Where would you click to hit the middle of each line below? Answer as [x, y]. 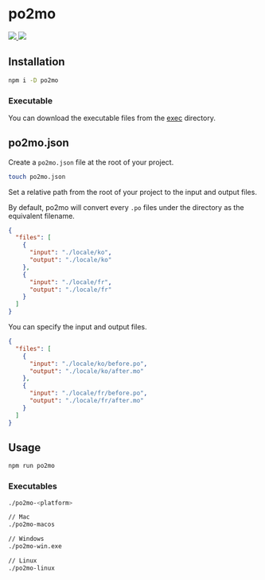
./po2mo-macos [32, 525]
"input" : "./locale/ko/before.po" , [88, 364]
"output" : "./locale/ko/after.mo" [87, 371]
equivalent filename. [42, 216]
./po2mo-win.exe [35, 547]
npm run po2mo [32, 466]
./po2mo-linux [32, 568]
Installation [37, 62]
